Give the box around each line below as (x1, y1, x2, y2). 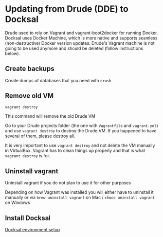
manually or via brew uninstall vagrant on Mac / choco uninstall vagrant (5, 195, 155, 201)
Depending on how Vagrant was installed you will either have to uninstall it (5, 189, 154, 195)
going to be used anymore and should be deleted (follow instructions (5, 45, 144, 51)
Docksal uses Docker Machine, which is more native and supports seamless (5, 35, 158, 41)
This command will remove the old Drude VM (5, 113, 96, 119)
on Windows (5, 200, 30, 205)
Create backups (5, 65, 54, 73)
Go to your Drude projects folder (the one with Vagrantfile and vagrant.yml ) (5, 123, 158, 128)
